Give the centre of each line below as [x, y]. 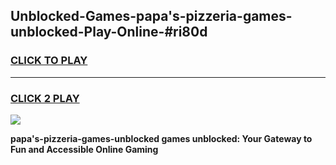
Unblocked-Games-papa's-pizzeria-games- [151, 16]
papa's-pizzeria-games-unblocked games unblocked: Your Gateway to [161, 138]
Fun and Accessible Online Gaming [84, 149]
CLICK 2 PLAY [45, 98]
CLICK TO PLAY [49, 61]
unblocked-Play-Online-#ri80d [109, 32]
